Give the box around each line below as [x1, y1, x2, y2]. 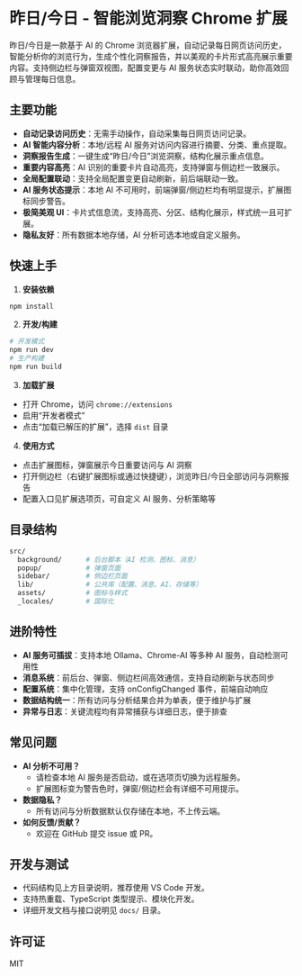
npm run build [9, 362, 63, 372]
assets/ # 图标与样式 [17, 589, 128, 598]
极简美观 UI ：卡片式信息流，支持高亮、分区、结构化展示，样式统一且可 [22, 206, 285, 217]
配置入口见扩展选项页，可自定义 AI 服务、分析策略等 [22, 493, 217, 504]
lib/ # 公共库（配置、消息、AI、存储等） [17, 580, 203, 590]
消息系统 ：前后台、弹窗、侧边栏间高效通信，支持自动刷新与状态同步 [22, 672, 275, 682]
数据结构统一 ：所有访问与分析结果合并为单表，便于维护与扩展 [22, 694, 252, 705]
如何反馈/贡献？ [22, 817, 82, 827]
